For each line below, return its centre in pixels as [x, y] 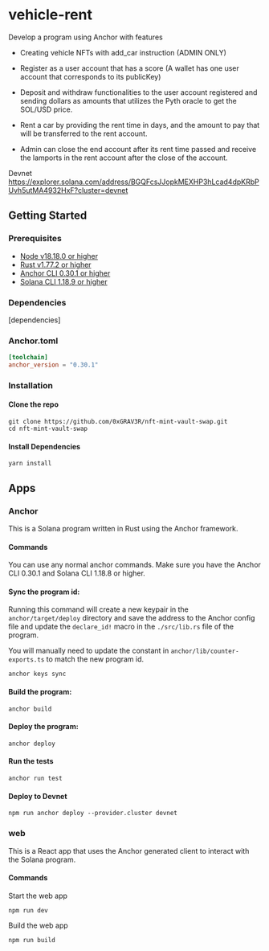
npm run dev [28, 910]
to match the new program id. [95, 659]
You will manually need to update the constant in [89, 651]
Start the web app [38, 896]
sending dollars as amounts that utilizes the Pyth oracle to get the [128, 100]
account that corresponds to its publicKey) [90, 76]
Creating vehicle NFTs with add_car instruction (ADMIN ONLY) [123, 52]
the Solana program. [42, 859]
